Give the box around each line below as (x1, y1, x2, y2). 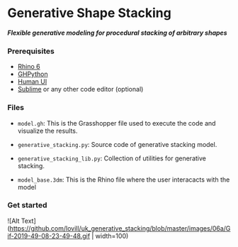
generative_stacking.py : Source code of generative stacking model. (17, 140, 217, 148)
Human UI (17, 77, 47, 86)
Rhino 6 (17, 62, 40, 71)
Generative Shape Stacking (7, 5, 171, 21)
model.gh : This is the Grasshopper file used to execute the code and (17, 119, 216, 127)
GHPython (17, 70, 48, 79)
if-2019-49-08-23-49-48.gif (7, 231, 91, 240)
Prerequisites (7, 46, 55, 56)
